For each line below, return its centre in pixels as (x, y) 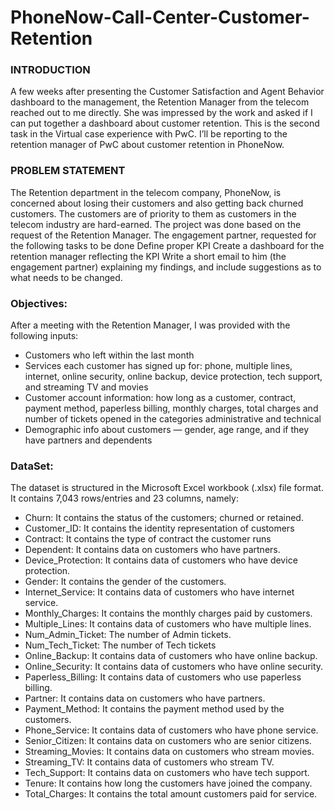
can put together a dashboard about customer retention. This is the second (165, 123)
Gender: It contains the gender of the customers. (125, 582)
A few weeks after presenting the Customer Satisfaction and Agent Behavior (167, 92)
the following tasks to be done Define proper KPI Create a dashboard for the (167, 245)
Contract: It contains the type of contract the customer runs (148, 539)
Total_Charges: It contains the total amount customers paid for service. (171, 794)
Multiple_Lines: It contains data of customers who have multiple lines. (168, 624)
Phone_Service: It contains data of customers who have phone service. (171, 730)
